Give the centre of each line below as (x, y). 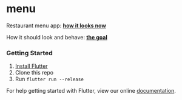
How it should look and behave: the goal (57, 37)
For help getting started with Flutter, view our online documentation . (91, 91)
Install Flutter (31, 66)
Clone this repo (34, 73)
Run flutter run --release (49, 79)
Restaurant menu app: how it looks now (56, 25)
